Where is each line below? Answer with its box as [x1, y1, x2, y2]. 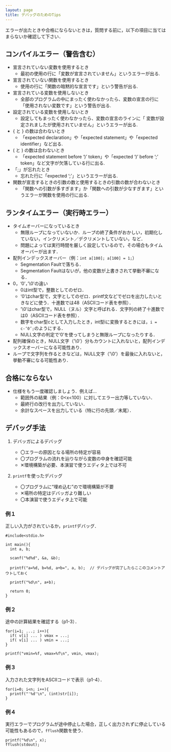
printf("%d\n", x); [5, 737, 47, 743]
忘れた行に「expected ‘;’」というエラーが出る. [20, 173, 118, 179]
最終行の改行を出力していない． [20, 401, 88, 407]
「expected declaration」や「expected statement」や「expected [20, 134, 158, 141]
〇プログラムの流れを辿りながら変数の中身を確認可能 [20, 455, 133, 462]
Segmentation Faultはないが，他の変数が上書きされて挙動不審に [20, 268, 155, 274]
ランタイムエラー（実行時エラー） [5, 208, 113, 217]
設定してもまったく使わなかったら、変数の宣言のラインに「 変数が [20, 116, 160, 122]
